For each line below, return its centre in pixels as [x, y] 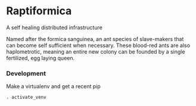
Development [26, 73]
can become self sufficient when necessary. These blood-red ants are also [98, 45]
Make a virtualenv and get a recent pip [54, 86]
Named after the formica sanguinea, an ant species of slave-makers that [95, 39]
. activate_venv [26, 97]
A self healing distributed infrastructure [54, 27]
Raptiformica [39, 11]
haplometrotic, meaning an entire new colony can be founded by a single [96, 51]
